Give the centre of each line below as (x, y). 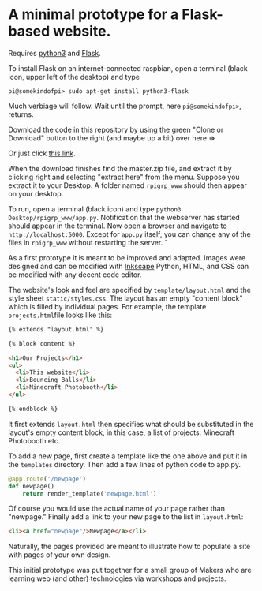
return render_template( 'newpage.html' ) (90, 494)
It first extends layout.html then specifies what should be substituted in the (131, 424)
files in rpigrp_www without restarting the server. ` (88, 242)
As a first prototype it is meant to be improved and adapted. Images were (127, 257)
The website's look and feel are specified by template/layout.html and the (129, 290)
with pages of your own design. (60, 555)
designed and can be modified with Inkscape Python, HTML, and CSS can (129, 266)
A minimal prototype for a (94, 15)
